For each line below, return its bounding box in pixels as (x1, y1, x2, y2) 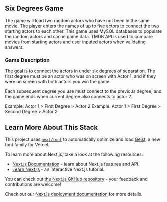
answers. (5, 44, 24, 50)
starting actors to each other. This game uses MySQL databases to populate (5, 28, 162, 34)
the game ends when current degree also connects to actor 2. (5, 94, 133, 100)
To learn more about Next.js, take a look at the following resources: (5, 151, 143, 157)
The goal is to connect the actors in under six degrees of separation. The (5, 68, 156, 74)
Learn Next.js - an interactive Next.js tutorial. (12, 166, 105, 172)
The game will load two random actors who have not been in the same (5, 17, 150, 23)
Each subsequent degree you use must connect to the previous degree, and (5, 88, 162, 94)
